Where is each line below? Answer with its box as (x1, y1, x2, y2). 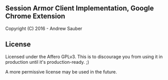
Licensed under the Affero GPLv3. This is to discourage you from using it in (5, 53, 163, 60)
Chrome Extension (5, 12, 65, 21)
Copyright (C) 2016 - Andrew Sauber (5, 25, 82, 31)
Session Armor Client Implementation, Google (5, 4, 154, 13)
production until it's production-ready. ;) (5, 59, 90, 65)
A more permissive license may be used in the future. (5, 68, 117, 75)
